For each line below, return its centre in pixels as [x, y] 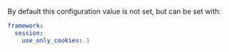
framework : [26, 26]
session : [29, 33]
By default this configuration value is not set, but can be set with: [114, 11]
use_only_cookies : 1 [56, 40]
